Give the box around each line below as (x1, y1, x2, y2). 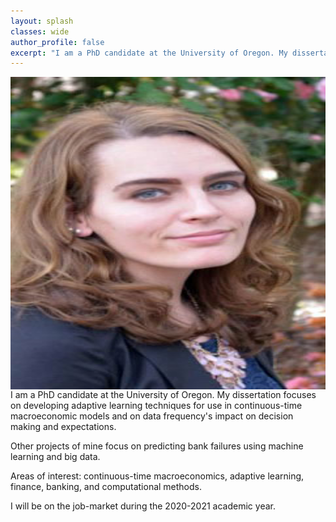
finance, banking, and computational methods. (10, 481, 203, 493)
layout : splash (10, 16, 74, 26)
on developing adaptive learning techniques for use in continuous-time (10, 400, 303, 412)
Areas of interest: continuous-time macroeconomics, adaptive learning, (10, 470, 305, 482)
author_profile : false (10, 37, 105, 47)
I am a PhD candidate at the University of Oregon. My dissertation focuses (10, 389, 317, 401)
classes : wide (10, 26, 70, 37)
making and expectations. (10, 421, 117, 433)
